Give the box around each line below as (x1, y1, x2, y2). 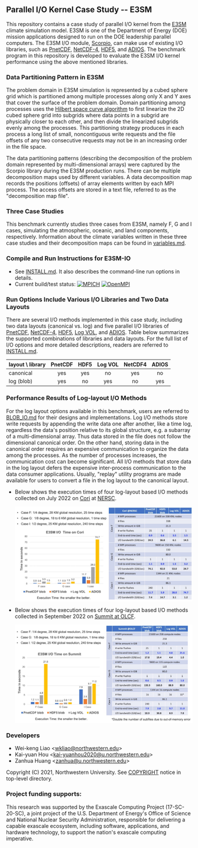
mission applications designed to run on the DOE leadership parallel (6, 33, 171, 40)
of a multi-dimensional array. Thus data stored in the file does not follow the (6, 433, 191, 440)
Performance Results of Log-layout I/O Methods (6, 394, 147, 402)
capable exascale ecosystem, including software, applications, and (6, 822, 170, 829)
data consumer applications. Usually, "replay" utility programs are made (6, 471, 181, 478)
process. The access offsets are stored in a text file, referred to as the (6, 186, 176, 193)
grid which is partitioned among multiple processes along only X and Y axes (6, 93, 191, 100)
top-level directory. (6, 775, 53, 782)
